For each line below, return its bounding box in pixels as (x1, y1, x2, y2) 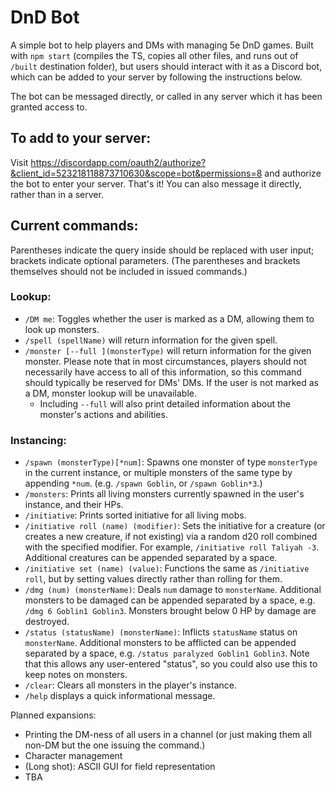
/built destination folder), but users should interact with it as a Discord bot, (10, 60, 323, 72)
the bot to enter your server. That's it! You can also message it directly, (10, 177, 302, 190)
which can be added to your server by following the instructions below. (10, 71, 303, 83)
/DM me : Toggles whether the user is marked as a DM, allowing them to (24, 312, 315, 325)
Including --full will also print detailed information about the (39, 397, 292, 410)
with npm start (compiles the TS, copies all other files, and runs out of (10, 49, 299, 61)
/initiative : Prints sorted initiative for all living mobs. (24, 509, 247, 521)
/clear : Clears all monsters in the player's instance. (24, 679, 237, 691)
